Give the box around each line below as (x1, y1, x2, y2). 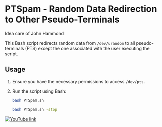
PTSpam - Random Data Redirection (5, 3, 157, 15)
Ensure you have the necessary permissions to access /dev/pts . (12, 78, 145, 84)
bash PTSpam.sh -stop (12, 107, 57, 112)
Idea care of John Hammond (5, 30, 64, 36)
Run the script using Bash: (12, 88, 67, 94)
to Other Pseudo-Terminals (5, 14, 120, 25)
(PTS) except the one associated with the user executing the (25, 45, 150, 51)
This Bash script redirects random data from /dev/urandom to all (5, 40, 135, 46)
